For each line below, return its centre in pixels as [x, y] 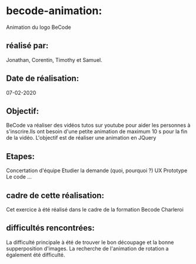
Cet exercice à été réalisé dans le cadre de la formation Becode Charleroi [95, 209]
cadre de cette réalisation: [55, 195]
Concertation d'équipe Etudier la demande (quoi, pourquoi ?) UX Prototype [97, 171]
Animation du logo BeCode [39, 27]
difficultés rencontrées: [51, 228]
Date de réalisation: [43, 79]
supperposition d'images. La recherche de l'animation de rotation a [87, 248]
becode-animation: [54, 11]
